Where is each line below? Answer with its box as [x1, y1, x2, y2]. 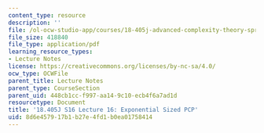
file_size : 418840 [8, 33, 68, 41]
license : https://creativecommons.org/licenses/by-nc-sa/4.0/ [8, 63, 216, 70]
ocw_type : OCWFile [8, 70, 68, 77]
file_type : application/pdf [8, 41, 101, 49]
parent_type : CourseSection [8, 84, 101, 92]
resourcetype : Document [8, 99, 86, 106]
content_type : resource [8, 11, 86, 20]
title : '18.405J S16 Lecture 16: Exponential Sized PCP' [8, 106, 199, 114]
